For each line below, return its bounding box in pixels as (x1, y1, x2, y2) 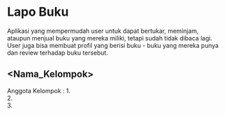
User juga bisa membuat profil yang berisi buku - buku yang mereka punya (7, 41, 219, 49)
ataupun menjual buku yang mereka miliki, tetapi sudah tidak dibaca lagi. (7, 34, 213, 42)
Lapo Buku (7, 4, 69, 20)
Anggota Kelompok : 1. (7, 86, 71, 94)
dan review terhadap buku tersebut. (7, 49, 108, 57)
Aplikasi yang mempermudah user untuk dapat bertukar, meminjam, (7, 27, 199, 35)
